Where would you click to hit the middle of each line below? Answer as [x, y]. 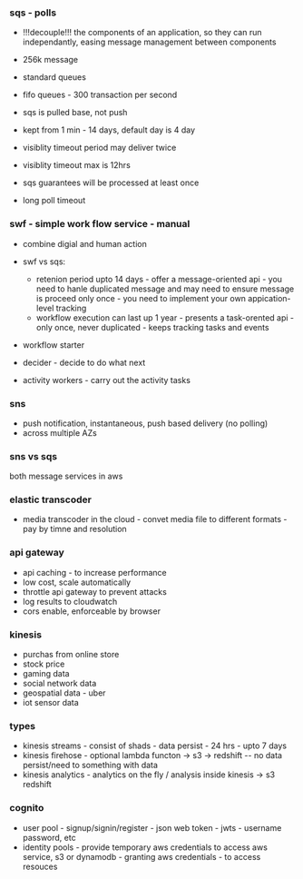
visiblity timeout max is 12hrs [77, 165]
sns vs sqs [33, 456]
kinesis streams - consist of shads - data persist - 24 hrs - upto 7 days [155, 746]
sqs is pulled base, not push [75, 113]
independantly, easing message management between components [149, 42]
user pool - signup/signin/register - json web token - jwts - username [152, 827]
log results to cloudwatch [70, 601]
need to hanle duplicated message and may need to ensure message [165, 289]
